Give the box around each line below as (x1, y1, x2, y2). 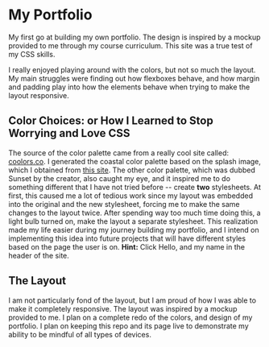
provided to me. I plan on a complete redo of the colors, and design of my (8, 312, 253, 322)
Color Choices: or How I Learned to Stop (8, 114, 213, 128)
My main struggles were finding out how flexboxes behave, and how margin (8, 73, 260, 83)
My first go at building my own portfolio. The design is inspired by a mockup (8, 32, 261, 42)
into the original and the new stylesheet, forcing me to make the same (8, 199, 240, 209)
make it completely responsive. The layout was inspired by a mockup (8, 304, 238, 313)
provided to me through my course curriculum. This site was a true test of (8, 40, 253, 50)
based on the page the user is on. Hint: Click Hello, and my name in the (8, 242, 246, 251)
